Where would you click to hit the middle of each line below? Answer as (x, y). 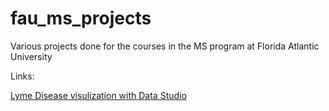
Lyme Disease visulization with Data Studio (98, 95)
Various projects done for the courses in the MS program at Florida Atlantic (165, 46)
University (31, 56)
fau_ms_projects (81, 18)
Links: (22, 76)
